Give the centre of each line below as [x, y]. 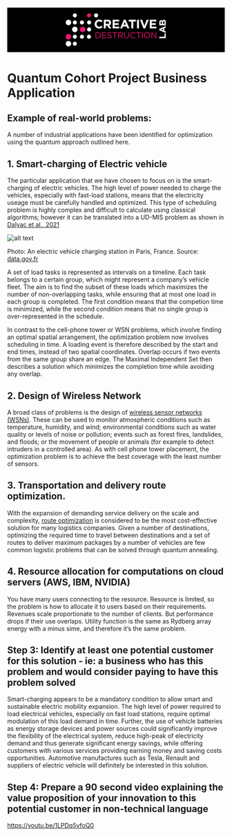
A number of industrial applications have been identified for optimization [110, 135]
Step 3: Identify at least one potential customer [110, 650]
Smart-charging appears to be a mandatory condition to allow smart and [110, 699]
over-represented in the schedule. [56, 316]
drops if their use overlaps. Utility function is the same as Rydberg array [109, 621]
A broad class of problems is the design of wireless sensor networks [105, 412]
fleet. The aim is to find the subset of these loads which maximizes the [108, 287]
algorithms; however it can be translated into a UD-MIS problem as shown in [116, 217]
